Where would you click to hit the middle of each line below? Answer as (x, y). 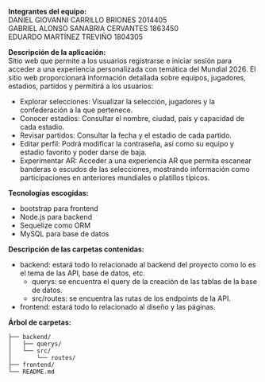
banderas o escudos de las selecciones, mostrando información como (134, 169)
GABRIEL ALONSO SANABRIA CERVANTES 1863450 (93, 28)
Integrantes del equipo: (48, 12)
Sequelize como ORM (55, 225)
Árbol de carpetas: (40, 322)
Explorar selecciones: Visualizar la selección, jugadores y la (117, 101)
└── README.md (32, 372)
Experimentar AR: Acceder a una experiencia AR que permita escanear (136, 161)
